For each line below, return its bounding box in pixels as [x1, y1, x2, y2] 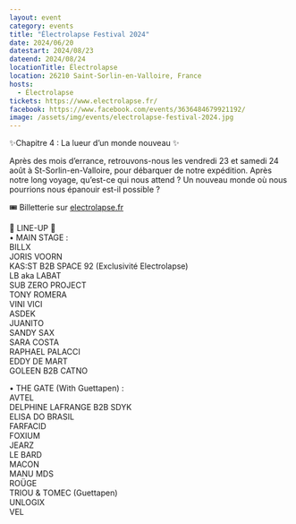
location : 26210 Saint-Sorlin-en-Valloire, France [9, 72, 202, 81]
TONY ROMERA [9, 289, 67, 300]
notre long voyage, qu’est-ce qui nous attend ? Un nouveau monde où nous [9, 175, 288, 185]
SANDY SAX [9, 328, 55, 339]
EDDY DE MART [9, 356, 69, 367]
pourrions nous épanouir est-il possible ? [9, 185, 161, 195]
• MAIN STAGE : [9, 232, 69, 243]
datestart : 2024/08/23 [9, 47, 94, 56]
